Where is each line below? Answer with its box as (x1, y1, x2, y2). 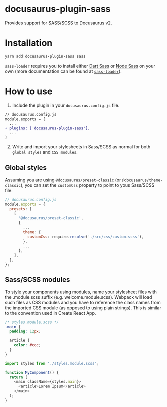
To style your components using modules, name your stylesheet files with (5, 289, 157, 295)
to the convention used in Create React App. (5, 310, 96, 316)
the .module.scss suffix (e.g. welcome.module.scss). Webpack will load (5, 294, 152, 300)
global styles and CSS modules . (12, 149, 78, 155)
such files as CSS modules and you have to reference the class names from (5, 299, 161, 305)
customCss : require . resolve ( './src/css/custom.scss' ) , (27, 234, 144, 239)
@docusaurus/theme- (122, 178, 163, 183)
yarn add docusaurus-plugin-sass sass (5, 54, 86, 59)
